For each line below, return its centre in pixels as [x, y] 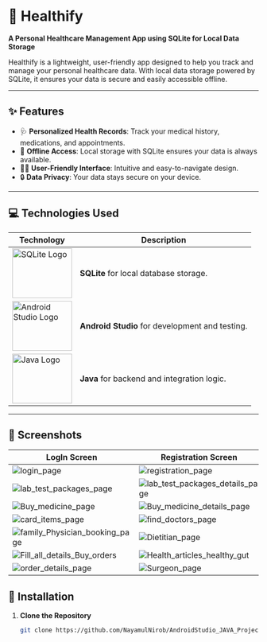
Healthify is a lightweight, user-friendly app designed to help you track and [131, 62]
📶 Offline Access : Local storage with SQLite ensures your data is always [139, 151]
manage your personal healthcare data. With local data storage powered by [132, 70]
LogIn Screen [72, 457]
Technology [42, 239]
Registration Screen [199, 457]
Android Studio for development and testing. [164, 325]
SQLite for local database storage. [144, 273]
